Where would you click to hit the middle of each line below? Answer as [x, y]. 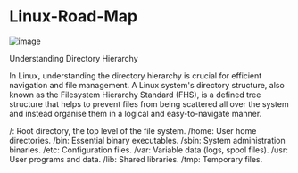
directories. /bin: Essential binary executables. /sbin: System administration [147, 140]
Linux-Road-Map [74, 16]
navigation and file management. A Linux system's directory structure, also [147, 85]
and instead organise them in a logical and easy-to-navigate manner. [136, 113]
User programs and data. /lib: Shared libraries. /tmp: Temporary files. [136, 159]
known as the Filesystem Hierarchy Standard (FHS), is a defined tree [135, 95]
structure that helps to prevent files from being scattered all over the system [149, 103]
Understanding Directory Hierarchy [74, 58]
